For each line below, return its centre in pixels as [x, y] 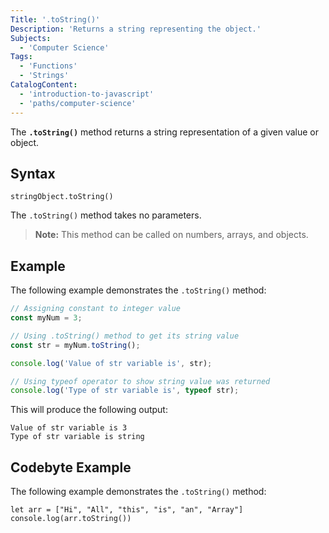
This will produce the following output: [89, 410]
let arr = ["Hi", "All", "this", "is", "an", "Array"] [127, 510]
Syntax [33, 173]
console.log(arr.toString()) [71, 519]
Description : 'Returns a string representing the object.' [136, 29]
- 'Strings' [44, 76]
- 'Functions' [48, 66]
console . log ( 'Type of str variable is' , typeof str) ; [125, 391]
